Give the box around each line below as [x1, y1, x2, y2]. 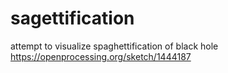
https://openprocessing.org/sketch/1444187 [10, 50, 192, 62]
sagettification [10, 7, 135, 30]
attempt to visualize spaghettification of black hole [10, 40, 219, 52]
